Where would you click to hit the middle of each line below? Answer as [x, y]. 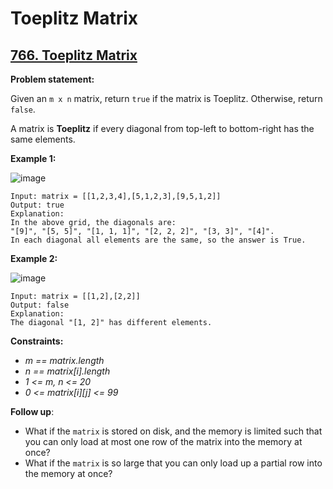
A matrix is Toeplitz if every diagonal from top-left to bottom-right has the [162, 128]
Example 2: [34, 258]
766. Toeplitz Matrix [74, 55]
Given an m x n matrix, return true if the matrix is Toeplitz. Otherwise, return [166, 98]
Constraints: [37, 341]
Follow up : [32, 411]
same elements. [43, 139]
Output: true [37, 205]
